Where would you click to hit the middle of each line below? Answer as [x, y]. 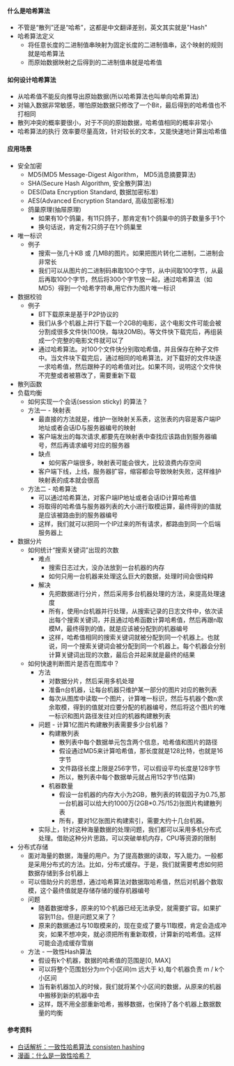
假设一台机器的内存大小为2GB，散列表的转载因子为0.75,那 [142, 794]
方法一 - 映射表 [49, 410]
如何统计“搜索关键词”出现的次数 [73, 550]
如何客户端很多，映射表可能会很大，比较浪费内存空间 [125, 462]
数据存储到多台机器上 [58, 872]
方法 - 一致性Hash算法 [60, 951]
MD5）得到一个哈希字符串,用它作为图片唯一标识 [107, 288]
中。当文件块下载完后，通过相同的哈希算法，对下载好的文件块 [127, 358]
